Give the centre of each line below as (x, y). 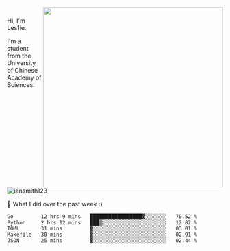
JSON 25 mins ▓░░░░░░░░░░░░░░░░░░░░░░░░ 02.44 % (102, 241)
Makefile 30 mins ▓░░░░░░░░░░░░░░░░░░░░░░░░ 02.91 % (102, 235)
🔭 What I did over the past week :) (55, 204)
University (22, 63)
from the (19, 56)
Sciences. (21, 84)
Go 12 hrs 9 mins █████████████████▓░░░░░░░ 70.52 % (102, 217)
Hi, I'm (16, 21)
